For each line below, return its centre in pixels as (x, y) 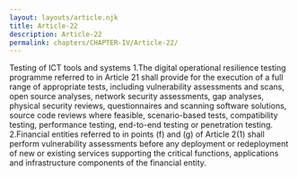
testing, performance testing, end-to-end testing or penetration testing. (141, 125)
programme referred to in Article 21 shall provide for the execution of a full (146, 78)
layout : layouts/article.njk (64, 17)
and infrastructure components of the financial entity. (108, 163)
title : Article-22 (44, 26)
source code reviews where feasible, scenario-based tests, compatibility (144, 115)
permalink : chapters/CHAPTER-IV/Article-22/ (94, 42)
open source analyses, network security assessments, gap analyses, (137, 97)
